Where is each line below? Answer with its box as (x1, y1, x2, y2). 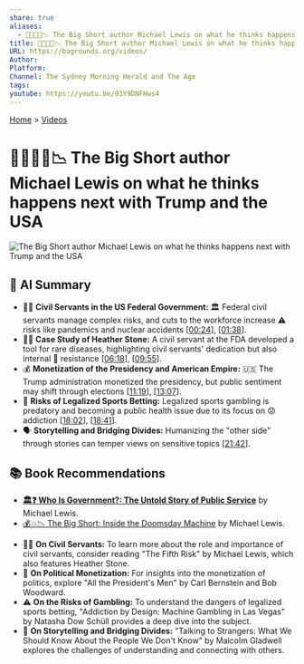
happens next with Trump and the (9, 192, 269, 213)
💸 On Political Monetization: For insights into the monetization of (22, 568, 266, 579)
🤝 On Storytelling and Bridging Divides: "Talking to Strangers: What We (22, 626, 292, 637)
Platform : (9, 64, 47, 73)
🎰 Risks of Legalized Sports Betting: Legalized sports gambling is (22, 396, 270, 407)
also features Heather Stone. (22, 558, 130, 569)
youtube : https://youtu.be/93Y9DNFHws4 (9, 89, 160, 98)
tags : (9, 81, 30, 90)
